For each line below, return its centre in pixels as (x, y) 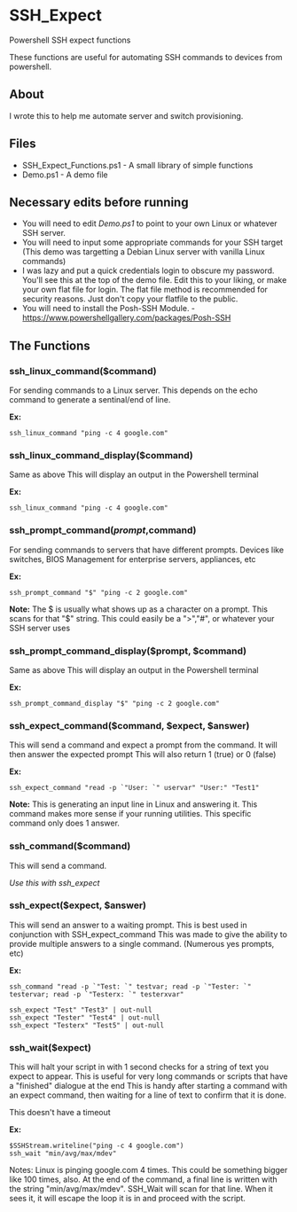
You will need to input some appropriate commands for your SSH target (152, 242)
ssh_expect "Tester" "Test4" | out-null (85, 1017)
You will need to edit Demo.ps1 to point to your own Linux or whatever (149, 223)
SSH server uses (40, 628)
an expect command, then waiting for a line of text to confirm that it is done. (148, 1095)
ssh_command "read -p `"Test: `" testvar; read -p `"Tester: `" (130, 986)
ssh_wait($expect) (50, 1047)
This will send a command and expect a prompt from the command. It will (143, 745)
